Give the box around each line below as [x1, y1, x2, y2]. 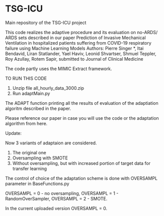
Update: [5, 130, 22, 136]
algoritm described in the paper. [5, 105, 71, 111]
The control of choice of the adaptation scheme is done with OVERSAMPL [5, 175, 157, 181]
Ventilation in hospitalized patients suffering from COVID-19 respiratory [5, 40, 151, 46]
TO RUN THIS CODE [5, 75, 47, 81]
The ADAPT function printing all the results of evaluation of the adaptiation [5, 100, 158, 106]
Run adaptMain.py [12, 90, 50, 96]
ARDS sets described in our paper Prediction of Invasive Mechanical [5, 35, 146, 41]
